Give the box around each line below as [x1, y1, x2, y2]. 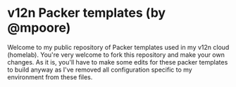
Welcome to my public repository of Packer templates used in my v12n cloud [7, 43, 230, 51]
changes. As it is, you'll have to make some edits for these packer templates [7, 58, 228, 66]
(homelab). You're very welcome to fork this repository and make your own [7, 51, 225, 59]
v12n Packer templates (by [7, 5, 166, 21]
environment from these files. [7, 72, 93, 81]
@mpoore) [7, 20, 71, 36]
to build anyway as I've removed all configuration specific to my [7, 65, 192, 74]
